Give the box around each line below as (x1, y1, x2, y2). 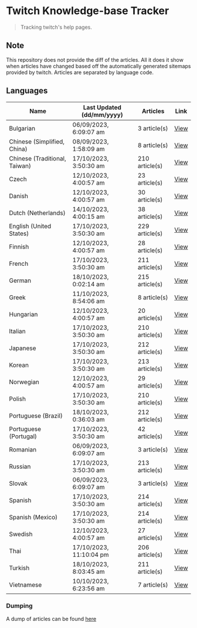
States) (9, 229, 29, 238)
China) (9, 145, 28, 153)
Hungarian (9, 310, 38, 318)
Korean (9, 360, 29, 369)
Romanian (9, 445, 37, 453)
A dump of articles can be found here (6, 615, 97, 622)
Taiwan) (9, 162, 31, 170)
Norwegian (9, 378, 40, 386)
